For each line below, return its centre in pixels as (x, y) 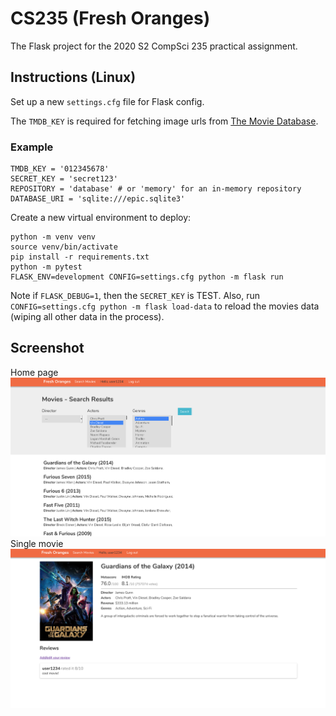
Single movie (37, 544)
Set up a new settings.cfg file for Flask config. (107, 101)
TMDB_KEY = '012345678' (60, 169)
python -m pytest (46, 267)
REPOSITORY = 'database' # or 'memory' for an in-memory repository (156, 189)
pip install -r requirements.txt (80, 257)
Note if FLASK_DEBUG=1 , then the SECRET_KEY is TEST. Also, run (135, 296)
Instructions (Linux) (73, 77)
